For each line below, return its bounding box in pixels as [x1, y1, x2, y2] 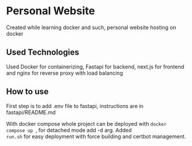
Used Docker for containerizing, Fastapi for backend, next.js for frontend [6, 63, 184, 70]
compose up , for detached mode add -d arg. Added [6, 126, 132, 134]
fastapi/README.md [6, 109, 56, 116]
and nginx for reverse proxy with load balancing [6, 69, 123, 77]
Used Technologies [6, 47, 79, 58]
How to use [6, 87, 49, 97]
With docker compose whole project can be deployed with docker [6, 120, 167, 127]
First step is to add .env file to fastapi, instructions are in [6, 102, 144, 109]
